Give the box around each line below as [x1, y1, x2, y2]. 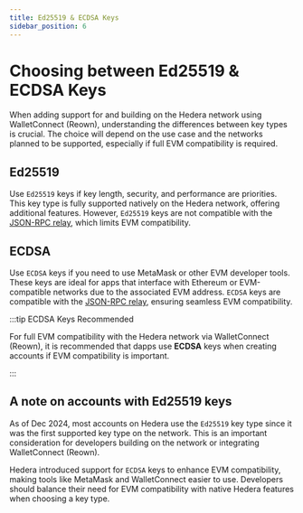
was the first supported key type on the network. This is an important [9, 427, 268, 438]
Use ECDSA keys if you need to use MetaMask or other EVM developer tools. [9, 267, 291, 278]
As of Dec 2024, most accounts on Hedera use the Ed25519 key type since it [9, 417, 292, 429]
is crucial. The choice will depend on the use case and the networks [9, 128, 264, 140]
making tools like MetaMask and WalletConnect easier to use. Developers [9, 473, 283, 484]
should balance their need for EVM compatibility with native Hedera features [9, 483, 294, 494]
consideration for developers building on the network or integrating [9, 437, 260, 448]
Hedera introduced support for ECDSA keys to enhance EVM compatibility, [9, 464, 281, 475]
